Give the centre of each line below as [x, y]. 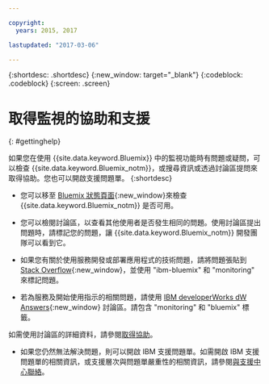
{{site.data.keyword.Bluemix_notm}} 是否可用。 [99, 206]
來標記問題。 [41, 280]
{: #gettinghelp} [35, 141]
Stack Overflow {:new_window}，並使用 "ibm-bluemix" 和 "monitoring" [137, 270]
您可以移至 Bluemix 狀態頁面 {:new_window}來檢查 [103, 195]
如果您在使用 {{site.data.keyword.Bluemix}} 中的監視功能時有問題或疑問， [131, 158]
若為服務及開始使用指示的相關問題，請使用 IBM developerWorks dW [133, 297]
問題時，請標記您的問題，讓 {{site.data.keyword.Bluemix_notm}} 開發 [135, 233]
